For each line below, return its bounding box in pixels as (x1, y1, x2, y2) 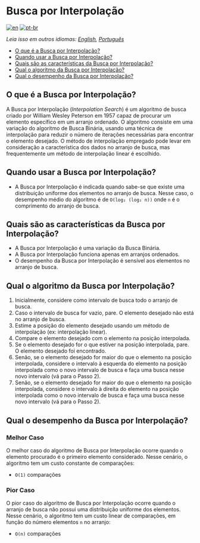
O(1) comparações (14, 471, 61, 478)
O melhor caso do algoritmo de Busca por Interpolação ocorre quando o (6, 446, 183, 454)
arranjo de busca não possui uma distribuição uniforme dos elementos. (6, 506, 181, 513)
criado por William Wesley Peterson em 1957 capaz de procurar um (6, 112, 171, 119)
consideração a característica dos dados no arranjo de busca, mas (6, 143, 170, 150)
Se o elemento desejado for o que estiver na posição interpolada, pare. (14, 341, 189, 348)
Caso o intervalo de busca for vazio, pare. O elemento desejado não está (14, 309, 194, 317)
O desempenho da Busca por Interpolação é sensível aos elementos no (14, 257, 190, 264)
